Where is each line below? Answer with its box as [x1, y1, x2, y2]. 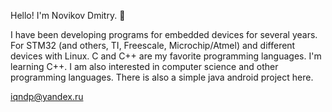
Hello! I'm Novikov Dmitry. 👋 [10, 10, 126, 21]
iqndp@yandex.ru [10, 91, 84, 102]
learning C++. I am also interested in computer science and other [10, 61, 279, 72]
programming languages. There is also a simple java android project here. [10, 71, 314, 83]
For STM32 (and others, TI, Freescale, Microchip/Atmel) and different [10, 40, 296, 51]
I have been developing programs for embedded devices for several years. [10, 29, 318, 40]
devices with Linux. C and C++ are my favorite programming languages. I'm [10, 50, 322, 62]
